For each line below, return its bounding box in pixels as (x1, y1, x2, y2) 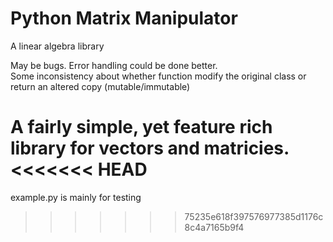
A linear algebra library (10, 40, 105, 52)
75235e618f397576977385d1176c (184, 210, 324, 222)
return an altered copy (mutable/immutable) (10, 80, 191, 92)
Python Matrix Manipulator (10, 7, 238, 30)
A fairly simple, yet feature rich (10, 116, 273, 139)
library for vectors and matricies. (10, 137, 290, 160)
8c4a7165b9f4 (184, 221, 245, 233)
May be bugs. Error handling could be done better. (10, 59, 218, 71)
